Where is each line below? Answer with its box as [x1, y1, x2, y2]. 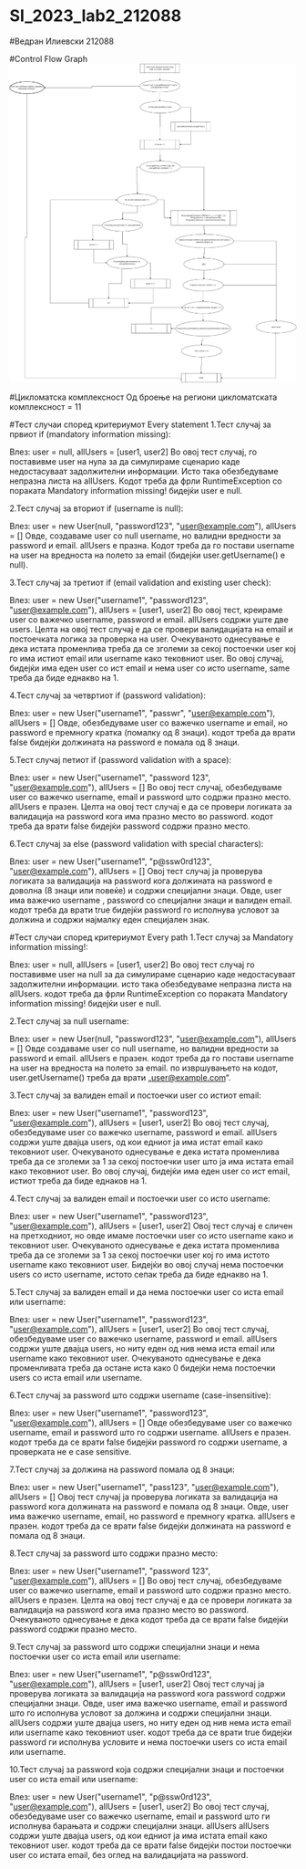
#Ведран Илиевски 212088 [9, 36, 115, 47]
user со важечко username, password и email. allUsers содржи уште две [9, 614, 289, 625]
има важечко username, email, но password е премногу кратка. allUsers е [9, 1511, 296, 1522]
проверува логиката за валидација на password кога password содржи [9, 1688, 286, 1699]
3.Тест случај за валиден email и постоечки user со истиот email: [9, 1090, 262, 1101]
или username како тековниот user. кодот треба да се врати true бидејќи [9, 1727, 293, 1738]
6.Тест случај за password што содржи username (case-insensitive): [9, 1390, 271, 1401]
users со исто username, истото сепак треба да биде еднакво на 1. [9, 1269, 269, 1280]
